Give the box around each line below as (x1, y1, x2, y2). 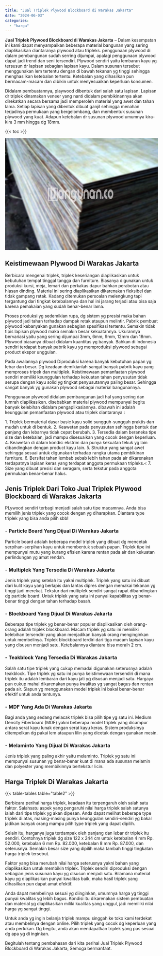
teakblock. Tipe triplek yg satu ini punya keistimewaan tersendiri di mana (5, 670, 150, 676)
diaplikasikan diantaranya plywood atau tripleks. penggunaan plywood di (5, 48, 151, 54)
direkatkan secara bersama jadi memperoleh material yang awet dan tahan (5, 98, 154, 104)
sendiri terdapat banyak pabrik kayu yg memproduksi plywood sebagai (5, 344, 147, 350)
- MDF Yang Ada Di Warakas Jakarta (5, 703, 92, 710)
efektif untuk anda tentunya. (5, 691, 62, 697)
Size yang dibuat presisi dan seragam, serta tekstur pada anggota (5, 465, 137, 471)
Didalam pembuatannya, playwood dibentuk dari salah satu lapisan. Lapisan (5, 88, 157, 94)
